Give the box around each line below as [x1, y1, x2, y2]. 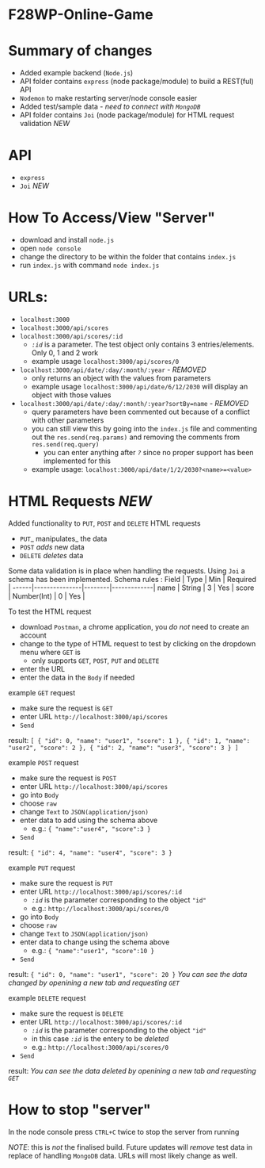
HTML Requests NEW [8, 492, 153, 511]
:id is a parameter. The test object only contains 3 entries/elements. [31, 339, 255, 349]
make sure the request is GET [19, 703, 113, 713]
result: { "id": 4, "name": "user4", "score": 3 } [8, 847, 172, 857]
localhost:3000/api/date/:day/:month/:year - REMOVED [19, 365, 207, 374]
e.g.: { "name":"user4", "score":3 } [31, 823, 151, 833]
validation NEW [19, 119, 70, 128]
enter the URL [19, 664, 66, 673]
